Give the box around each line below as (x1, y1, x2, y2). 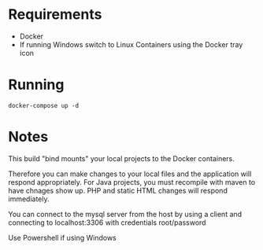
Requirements (8, 6, 102, 24)
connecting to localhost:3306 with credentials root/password (8, 218, 206, 227)
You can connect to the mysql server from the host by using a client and (8, 209, 243, 219)
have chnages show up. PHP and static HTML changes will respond (8, 186, 228, 195)
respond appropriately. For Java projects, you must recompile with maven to (8, 177, 256, 186)
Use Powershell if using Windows (8, 233, 117, 242)
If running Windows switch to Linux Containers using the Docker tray (19, 39, 243, 49)
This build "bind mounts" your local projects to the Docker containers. (8, 153, 235, 163)
